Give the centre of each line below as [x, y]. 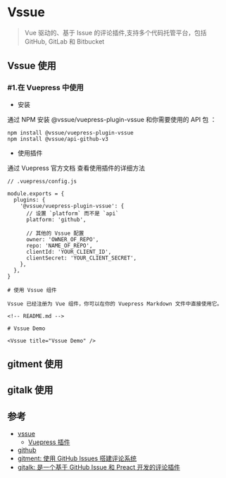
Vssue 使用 [32, 66]
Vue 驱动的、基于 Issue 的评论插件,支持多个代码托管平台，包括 [115, 32]
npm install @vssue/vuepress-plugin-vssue [70, 133]
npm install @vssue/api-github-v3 [58, 139]
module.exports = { [36, 194]
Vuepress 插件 [49, 442]
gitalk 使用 [30, 390]
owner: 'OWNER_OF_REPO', [62, 239]
